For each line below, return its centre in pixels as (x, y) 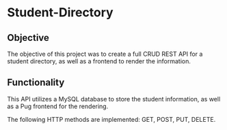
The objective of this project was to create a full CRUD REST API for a (105, 54)
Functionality (36, 83)
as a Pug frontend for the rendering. (58, 106)
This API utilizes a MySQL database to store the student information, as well (114, 99)
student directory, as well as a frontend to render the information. (99, 61)
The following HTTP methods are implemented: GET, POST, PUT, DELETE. (111, 119)
